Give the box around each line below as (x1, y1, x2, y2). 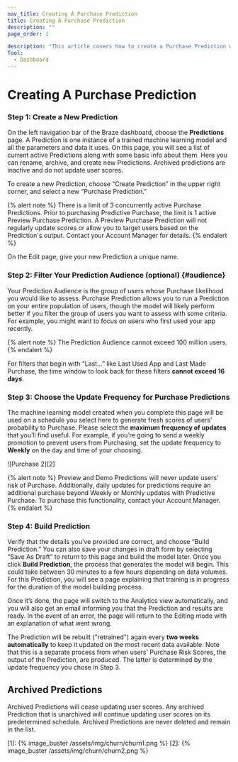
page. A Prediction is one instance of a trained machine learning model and (7, 136, 227, 144)
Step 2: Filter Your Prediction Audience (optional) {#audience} (7, 271, 226, 281)
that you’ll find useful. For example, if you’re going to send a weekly (7, 430, 205, 439)
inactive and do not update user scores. (7, 166, 124, 175)
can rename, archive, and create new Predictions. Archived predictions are (7, 158, 225, 167)
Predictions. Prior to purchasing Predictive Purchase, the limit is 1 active (7, 209, 217, 217)
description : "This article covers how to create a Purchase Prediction (7, 43, 227, 50)
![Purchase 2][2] (7, 459, 55, 468)
